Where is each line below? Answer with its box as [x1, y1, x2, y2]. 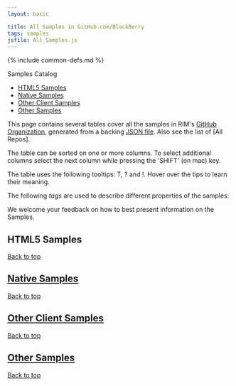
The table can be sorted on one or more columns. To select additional [7, 149, 212, 157]
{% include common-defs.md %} [7, 56, 104, 65]
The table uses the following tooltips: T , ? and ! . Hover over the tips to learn [7, 170, 227, 178]
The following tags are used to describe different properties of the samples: [7, 191, 230, 200]
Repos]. [7, 135, 31, 144]
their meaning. [7, 178, 50, 186]
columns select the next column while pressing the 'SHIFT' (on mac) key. [7, 156, 221, 165]
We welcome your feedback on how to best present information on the [7, 205, 215, 214]
